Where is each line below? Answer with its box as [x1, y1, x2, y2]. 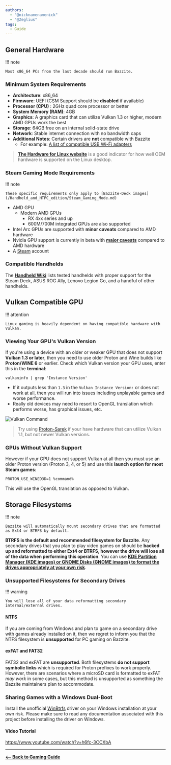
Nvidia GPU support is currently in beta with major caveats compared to [12, 237, 165, 243]
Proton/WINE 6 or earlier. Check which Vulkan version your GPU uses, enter [5, 360, 166, 366]
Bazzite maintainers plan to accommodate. [5, 681, 95, 687]
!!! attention [5, 311, 29, 318]
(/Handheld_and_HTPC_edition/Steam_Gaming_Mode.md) [5, 195, 117, 200]
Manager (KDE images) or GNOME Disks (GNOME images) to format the [5, 559, 159, 565]
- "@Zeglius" [10, 17, 38, 22]
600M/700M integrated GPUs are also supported [27, 220, 131, 227]
